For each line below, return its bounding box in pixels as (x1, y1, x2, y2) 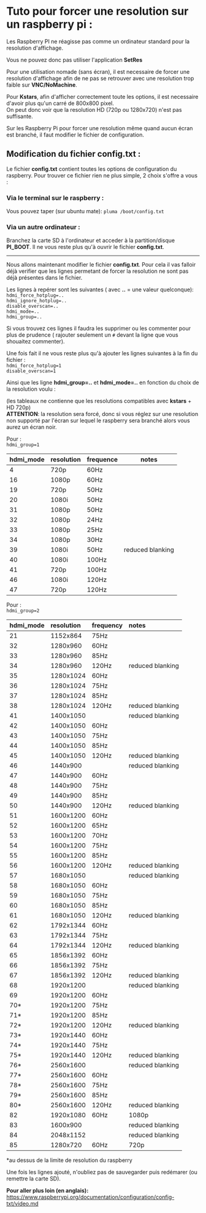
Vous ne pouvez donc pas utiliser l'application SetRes (6, 56, 143, 63)
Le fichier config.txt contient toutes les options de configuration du (6, 165, 177, 173)
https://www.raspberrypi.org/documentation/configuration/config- (6, 1193, 175, 1201)
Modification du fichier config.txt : (6, 149, 141, 159)
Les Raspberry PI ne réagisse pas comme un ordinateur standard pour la (6, 37, 190, 45)
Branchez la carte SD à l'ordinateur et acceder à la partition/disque (6, 237, 175, 244)
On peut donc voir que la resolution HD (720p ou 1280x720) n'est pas (6, 106, 182, 113)
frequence (86, 455, 118, 464)
